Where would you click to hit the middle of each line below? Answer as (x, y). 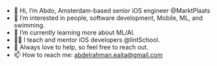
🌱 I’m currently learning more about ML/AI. (74, 32)
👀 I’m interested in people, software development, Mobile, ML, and (108, 18)
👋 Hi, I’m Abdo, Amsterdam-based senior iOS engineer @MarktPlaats (112, 11)
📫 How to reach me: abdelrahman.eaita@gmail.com (88, 55)
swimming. (29, 25)
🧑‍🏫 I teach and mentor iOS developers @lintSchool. (87, 40)
